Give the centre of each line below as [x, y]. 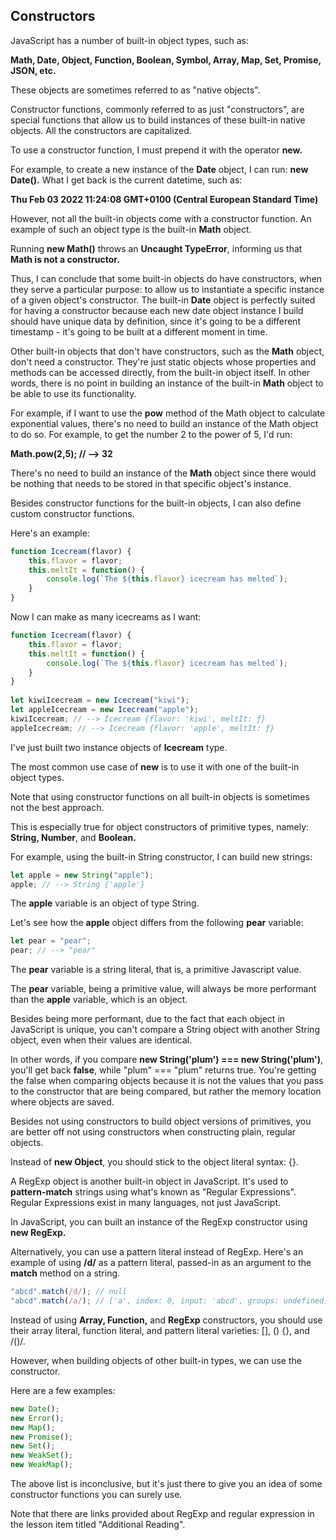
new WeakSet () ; [42, 1455]
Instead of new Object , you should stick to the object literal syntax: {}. [154, 1162]
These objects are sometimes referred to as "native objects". [135, 90]
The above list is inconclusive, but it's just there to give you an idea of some [166, 1484]
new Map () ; [33, 1427]
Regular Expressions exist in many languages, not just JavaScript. [146, 1203]
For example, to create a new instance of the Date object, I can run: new [159, 169]
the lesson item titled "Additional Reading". [98, 1525]
